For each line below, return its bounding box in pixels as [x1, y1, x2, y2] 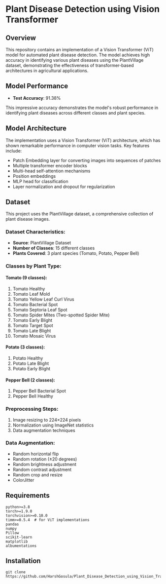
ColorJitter [12, 477, 34, 483]
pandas [5, 522, 19, 527]
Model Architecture [5, 124, 67, 133]
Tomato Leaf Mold [12, 291, 50, 297]
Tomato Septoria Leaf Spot [12, 307, 67, 312]
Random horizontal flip [12, 451, 59, 457]
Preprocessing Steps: [5, 406, 59, 413]
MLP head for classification [12, 178, 68, 184]
